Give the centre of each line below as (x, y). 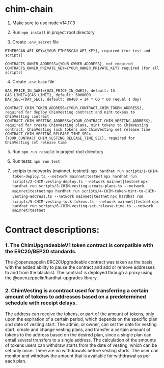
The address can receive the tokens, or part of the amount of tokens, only (80, 314)
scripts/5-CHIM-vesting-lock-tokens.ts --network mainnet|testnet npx (85, 202)
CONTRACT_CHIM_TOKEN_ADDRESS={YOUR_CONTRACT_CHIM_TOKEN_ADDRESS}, (74, 108)
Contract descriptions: (52, 230)
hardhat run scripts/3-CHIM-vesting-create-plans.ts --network (78, 186)
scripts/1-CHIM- (142, 171)
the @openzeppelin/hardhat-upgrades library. (52, 278)
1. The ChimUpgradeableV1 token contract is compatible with (79, 245)
